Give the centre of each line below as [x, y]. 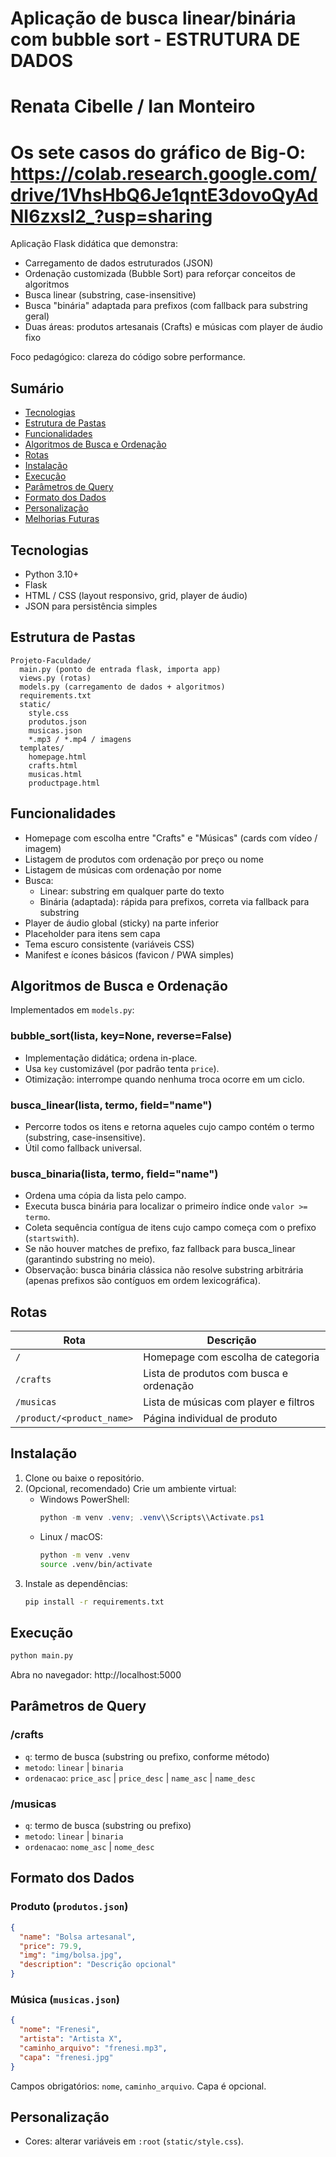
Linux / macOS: [71, 1536]
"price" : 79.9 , [51, 1946]
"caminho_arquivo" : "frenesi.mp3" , [93, 2048]
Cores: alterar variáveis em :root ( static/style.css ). [134, 2141]
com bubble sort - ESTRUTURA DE [155, 39]
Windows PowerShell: [84, 1499]
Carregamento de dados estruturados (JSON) [119, 263]
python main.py [42, 1656]
